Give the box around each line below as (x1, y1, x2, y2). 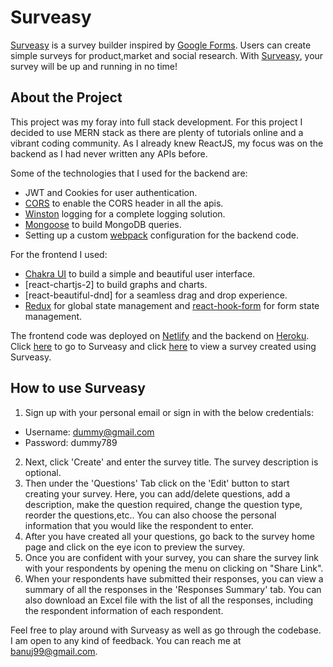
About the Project (10, 89, 123, 106)
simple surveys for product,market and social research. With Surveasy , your (10, 49, 324, 61)
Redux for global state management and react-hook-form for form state (24, 299, 320, 311)
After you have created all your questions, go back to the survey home (24, 530, 315, 542)
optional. (24, 466, 62, 478)
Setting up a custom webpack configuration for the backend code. (24, 229, 299, 241)
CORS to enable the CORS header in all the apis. (24, 197, 224, 209)
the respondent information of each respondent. (24, 604, 224, 616)
